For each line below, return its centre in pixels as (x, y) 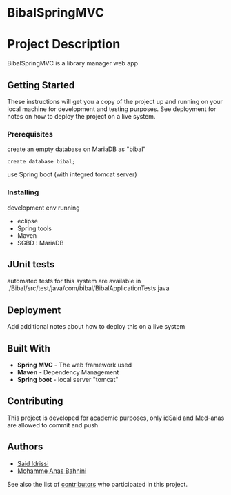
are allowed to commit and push (53, 425)
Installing (23, 192)
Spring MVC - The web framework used (74, 365)
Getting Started (41, 85)
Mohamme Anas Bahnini (52, 471)
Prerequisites (30, 134)
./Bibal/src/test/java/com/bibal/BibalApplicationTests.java (88, 288)
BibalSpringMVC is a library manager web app (73, 63)
